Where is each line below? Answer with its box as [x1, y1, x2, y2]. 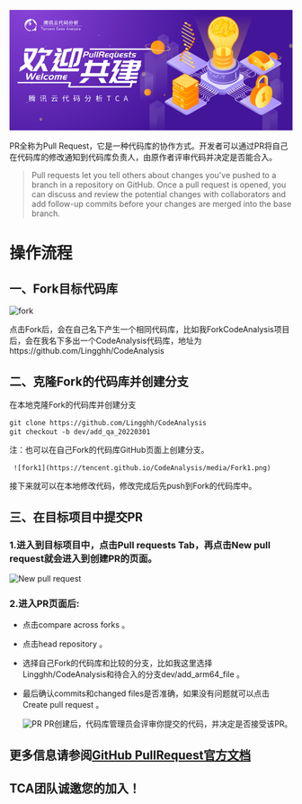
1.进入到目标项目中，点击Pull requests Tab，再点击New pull [9, 538, 271, 551]
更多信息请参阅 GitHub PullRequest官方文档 [9, 747, 252, 763]
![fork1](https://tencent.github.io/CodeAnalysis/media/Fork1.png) [13, 464, 271, 473]
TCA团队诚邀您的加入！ [9, 781, 141, 797]
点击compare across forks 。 [22, 619, 130, 630]
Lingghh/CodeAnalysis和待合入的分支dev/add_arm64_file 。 [22, 669, 245, 680]
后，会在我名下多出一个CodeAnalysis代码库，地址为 [9, 335, 202, 347]
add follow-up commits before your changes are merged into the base [31, 199, 292, 210]
